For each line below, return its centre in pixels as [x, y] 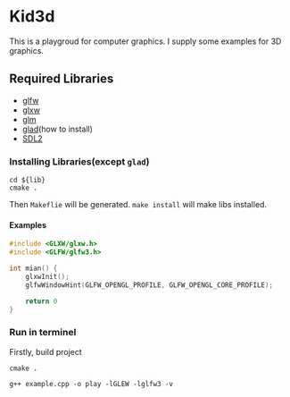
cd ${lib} [28, 181]
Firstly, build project [46, 351]
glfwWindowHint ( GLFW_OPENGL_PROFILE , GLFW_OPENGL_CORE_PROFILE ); [149, 285]
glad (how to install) [58, 129]
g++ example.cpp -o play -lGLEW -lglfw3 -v [91, 384]
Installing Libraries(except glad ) [79, 161]
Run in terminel [43, 333]
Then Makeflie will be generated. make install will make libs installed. [138, 205]
